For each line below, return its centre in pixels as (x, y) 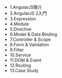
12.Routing (20, 65)
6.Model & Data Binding (33, 34)
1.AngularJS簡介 (26, 7)
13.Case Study (24, 70)
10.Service (20, 55)
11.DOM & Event (25, 60)
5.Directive (21, 29)
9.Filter (17, 50)
